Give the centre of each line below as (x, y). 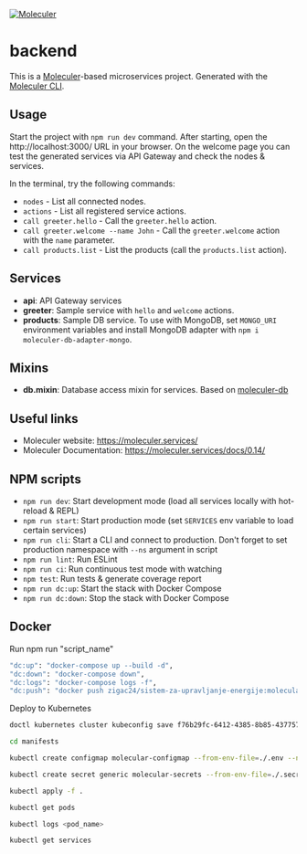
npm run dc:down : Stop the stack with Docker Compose (126, 598)
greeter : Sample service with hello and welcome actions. (128, 310)
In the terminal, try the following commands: (92, 184)
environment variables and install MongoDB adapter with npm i (141, 330)
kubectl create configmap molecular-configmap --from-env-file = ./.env (147, 758)
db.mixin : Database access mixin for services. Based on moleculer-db (155, 390)
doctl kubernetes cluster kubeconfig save (91, 725)
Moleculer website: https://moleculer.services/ (110, 441)
